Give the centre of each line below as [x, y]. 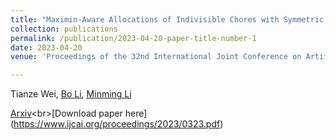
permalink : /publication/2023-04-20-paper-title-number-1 [133, 38]
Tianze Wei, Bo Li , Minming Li [71, 94]
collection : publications [64, 29]
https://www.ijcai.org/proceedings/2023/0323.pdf [117, 124]
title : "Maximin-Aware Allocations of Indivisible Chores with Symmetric [167, 19]
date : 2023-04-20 [46, 47]
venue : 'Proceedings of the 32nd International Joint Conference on [156, 57]
